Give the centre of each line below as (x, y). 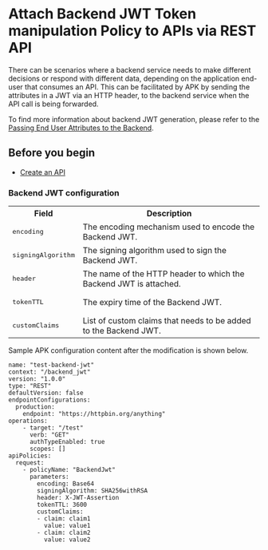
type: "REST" (30, 386)
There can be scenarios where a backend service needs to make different (130, 69)
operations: (28, 421)
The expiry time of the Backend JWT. (152, 302)
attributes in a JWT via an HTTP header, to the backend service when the (129, 95)
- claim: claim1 (64, 519)
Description (169, 214)
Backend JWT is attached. (132, 283)
